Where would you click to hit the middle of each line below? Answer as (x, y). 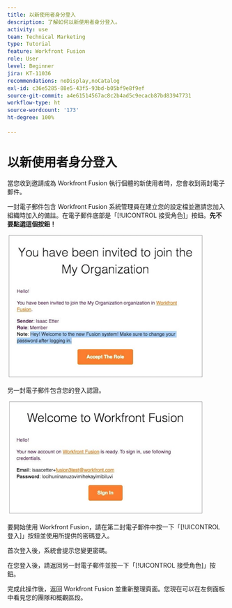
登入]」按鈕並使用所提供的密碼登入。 (60, 536)
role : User (23, 59)
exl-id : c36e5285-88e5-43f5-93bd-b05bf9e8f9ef (76, 88)
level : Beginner (31, 66)
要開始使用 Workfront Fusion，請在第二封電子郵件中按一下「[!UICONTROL (114, 527)
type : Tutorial (29, 44)
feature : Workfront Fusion (46, 52)
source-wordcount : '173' (43, 110)
